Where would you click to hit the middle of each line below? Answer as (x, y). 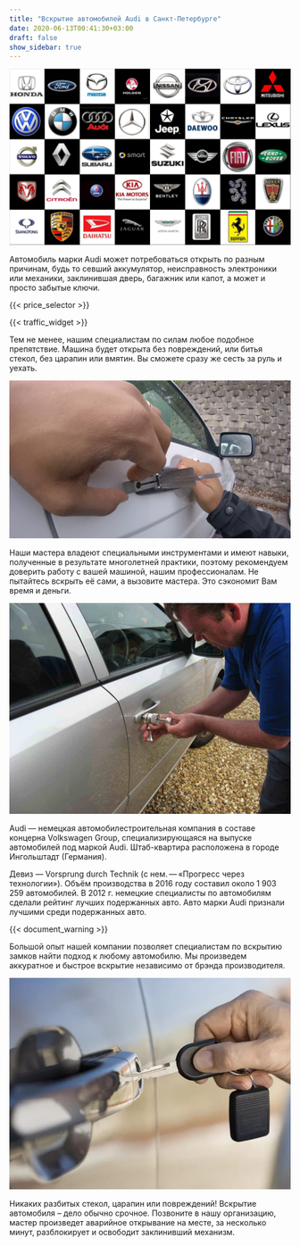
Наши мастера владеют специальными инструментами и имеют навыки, (149, 552)
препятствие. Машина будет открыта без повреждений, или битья (136, 349)
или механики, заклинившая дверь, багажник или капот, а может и (137, 278)
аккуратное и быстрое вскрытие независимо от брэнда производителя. (147, 966)
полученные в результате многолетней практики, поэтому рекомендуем (149, 562)
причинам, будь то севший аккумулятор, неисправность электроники (143, 269)
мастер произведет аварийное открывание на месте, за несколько (138, 1222)
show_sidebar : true (46, 47)
